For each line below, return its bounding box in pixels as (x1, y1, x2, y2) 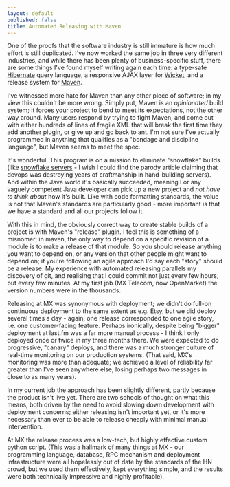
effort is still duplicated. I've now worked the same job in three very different (7, 49, 223, 57)
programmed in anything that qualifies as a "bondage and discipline (7, 136, 199, 144)
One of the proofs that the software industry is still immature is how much (7, 42, 215, 50)
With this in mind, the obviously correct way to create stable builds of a (7, 221, 208, 229)
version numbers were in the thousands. (7, 286, 122, 294)
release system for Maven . (7, 78, 82, 87)
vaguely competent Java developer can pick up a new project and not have (7, 185, 221, 193)
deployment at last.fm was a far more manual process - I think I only (7, 329, 200, 337)
